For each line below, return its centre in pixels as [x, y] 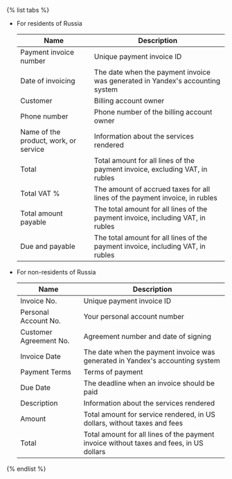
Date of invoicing [47, 81]
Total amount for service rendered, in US [150, 414]
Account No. [41, 321]
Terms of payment [113, 372]
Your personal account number [134, 316]
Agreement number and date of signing [148, 337]
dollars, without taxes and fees [133, 423]
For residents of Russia [49, 23]
